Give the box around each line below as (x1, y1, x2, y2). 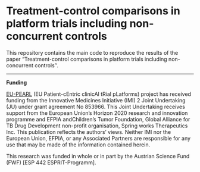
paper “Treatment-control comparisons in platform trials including (6, 55, 168, 62)
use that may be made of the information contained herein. (6, 141, 151, 148)
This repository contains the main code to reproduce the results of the (6, 49, 179, 56)
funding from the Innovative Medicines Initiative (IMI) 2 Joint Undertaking (6, 96, 186, 104)
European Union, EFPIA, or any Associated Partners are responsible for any (6, 135, 191, 142)
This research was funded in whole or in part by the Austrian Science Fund (6, 152, 190, 160)
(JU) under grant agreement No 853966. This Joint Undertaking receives (6, 103, 186, 110)
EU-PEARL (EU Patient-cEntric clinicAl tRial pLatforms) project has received (6, 90, 192, 98)
